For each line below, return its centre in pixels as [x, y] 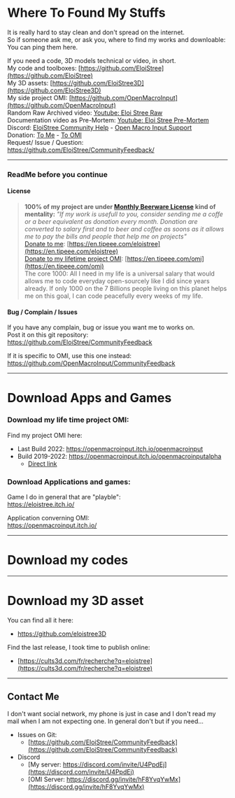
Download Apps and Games [90, 398]
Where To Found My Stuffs [86, 13]
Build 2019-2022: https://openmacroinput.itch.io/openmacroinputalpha [119, 456]
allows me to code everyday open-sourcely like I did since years [117, 281]
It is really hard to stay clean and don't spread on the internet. [96, 32]
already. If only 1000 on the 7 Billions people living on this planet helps [126, 289]
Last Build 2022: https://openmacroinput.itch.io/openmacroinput [110, 448]
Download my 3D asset [76, 601]
